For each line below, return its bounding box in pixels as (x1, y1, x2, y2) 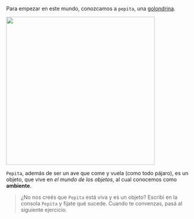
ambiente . (6, 182, 31, 189)
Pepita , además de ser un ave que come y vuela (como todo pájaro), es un (6, 170, 189, 176)
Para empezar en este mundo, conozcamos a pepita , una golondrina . (6, 5, 176, 12)
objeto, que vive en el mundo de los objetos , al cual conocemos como (6, 176, 177, 183)
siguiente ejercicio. (20, 207, 67, 213)
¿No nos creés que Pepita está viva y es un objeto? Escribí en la (20, 194, 178, 201)
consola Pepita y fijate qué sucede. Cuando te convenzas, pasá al (20, 200, 183, 207)
